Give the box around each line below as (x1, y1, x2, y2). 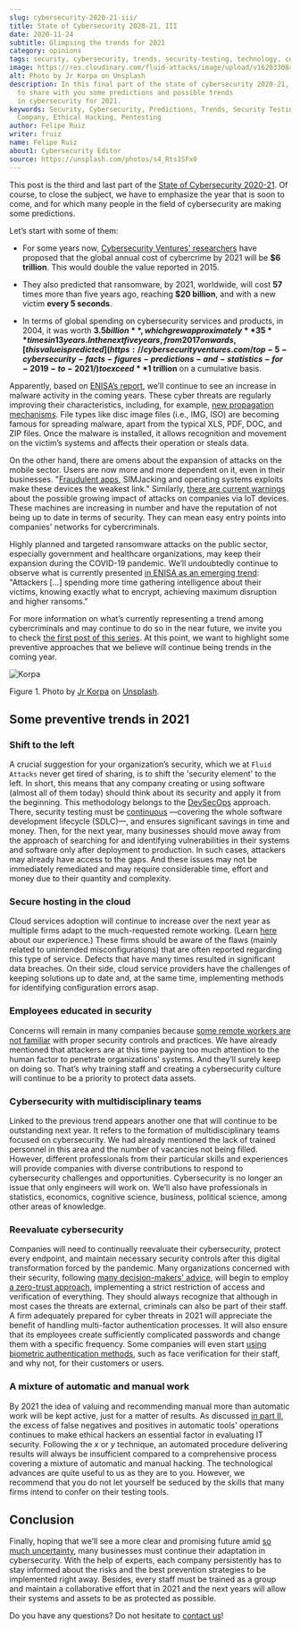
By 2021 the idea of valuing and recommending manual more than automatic (9, 1401, 290, 1411)
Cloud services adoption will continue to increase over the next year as (9, 915, 271, 927)
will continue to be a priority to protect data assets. (9, 1072, 196, 1084)
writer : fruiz (9, 130, 62, 139)
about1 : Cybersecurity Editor (9, 146, 122, 155)
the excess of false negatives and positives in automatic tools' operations (9, 1420, 279, 1430)
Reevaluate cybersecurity (9, 1223, 124, 1236)
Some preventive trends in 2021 (9, 711, 190, 726)
